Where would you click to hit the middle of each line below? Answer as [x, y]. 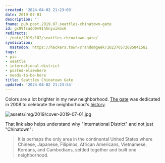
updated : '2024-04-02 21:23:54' [39, 85]
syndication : [19, 43]
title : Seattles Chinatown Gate [39, 80]
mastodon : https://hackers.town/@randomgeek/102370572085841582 [79, 47]
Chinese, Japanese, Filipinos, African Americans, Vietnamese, [82, 144]
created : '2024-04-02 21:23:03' [39, 10]
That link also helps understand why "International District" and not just [79, 124]
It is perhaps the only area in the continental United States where [85, 139]
